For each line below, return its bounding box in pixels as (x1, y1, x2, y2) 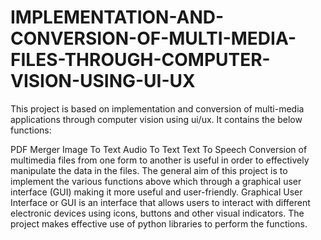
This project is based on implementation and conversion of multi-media (10, 102, 305, 115)
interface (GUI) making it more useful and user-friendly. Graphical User (10, 186, 303, 198)
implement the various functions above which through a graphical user (10, 175, 302, 187)
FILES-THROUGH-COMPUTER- (10, 49, 271, 71)
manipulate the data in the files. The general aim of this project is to (10, 164, 288, 176)
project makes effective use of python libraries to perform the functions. (10, 217, 308, 230)
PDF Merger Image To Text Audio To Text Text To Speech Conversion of (10, 143, 308, 155)
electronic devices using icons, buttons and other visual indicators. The (10, 207, 305, 219)
